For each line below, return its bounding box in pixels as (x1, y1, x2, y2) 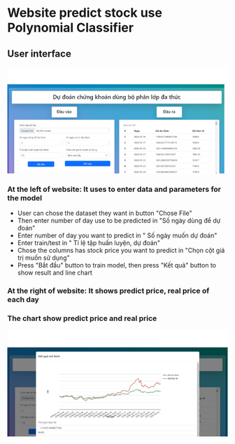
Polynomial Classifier (7, 20, 134, 36)
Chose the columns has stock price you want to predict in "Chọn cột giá (17, 247, 225, 255)
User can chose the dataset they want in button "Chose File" (17, 209, 192, 218)
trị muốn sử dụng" (17, 254, 70, 262)
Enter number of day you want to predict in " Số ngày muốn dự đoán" (17, 231, 218, 240)
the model (7, 193, 43, 202)
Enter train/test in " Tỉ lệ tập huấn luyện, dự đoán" (17, 239, 161, 247)
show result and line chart (17, 268, 92, 277)
